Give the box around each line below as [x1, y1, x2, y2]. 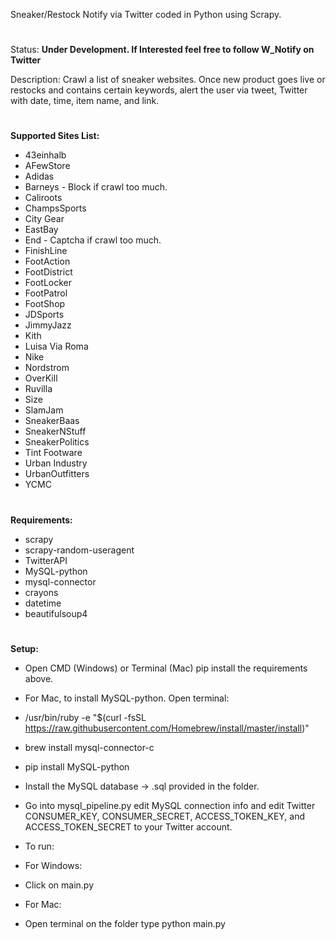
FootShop [24, 298, 66, 310]
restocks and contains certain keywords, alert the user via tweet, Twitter [10, 84, 308, 96]
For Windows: [24, 859, 83, 871]
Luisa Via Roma [24, 340, 89, 353]
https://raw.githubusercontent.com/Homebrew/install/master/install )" [24, 722, 310, 734]
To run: [24, 840, 55, 852]
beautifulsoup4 [24, 607, 88, 619]
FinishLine [24, 245, 68, 257]
